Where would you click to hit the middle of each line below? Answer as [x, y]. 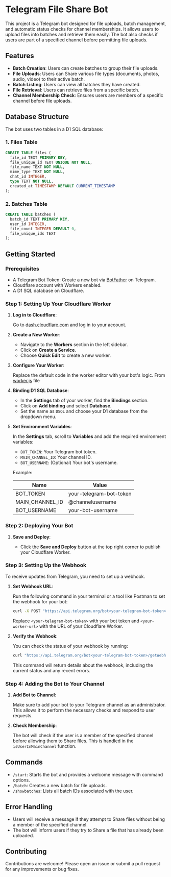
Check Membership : [35, 725]
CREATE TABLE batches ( [31, 215]
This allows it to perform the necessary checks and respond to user [84, 710]
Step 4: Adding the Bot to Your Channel [55, 684]
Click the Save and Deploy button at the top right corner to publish [90, 547]
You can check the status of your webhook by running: [70, 646]
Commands [24, 762]
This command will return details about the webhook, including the [83, 665]
